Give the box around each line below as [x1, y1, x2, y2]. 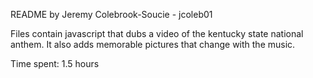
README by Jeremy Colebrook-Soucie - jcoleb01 [10, 9, 213, 20]
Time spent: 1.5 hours [10, 58, 100, 69]
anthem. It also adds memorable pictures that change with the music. [10, 39, 296, 50]
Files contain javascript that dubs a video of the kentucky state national [10, 28, 304, 39]
